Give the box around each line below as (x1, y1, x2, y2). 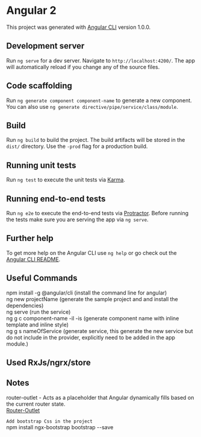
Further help (6, 233, 54, 243)
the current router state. (6, 400, 66, 408)
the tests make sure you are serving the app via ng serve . (6, 216, 149, 223)
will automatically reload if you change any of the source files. (6, 63, 160, 70)
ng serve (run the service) (6, 308, 71, 316)
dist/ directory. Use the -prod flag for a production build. (6, 142, 148, 150)
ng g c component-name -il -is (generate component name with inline (6, 314, 179, 322)
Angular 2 (6, 4, 57, 17)
